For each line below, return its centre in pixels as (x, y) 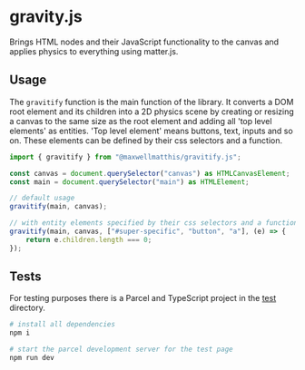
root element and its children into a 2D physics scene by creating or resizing (152, 112)
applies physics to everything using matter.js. (94, 51)
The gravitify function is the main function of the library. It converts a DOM (152, 102)
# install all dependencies (63, 325)
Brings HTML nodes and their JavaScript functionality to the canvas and (144, 42)
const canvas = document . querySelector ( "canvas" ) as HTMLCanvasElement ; (150, 173)
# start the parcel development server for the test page (121, 350)
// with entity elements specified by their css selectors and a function (154, 223)
